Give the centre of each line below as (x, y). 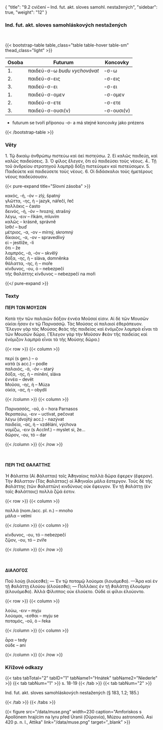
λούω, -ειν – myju (23, 611)
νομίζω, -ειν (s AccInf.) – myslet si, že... (45, 429)
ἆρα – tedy (16, 640)
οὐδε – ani (15, 645)
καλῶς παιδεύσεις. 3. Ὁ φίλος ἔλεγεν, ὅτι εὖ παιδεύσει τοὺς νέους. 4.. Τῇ (81, 161)
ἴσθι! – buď (16, 227)
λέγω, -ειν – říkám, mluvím (32, 216)
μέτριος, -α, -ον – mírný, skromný (39, 232)
